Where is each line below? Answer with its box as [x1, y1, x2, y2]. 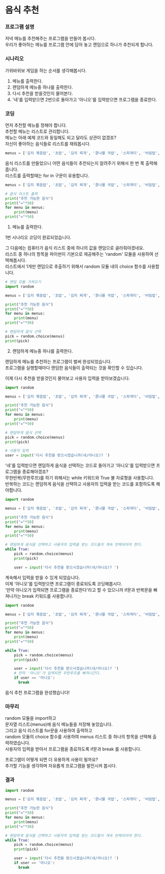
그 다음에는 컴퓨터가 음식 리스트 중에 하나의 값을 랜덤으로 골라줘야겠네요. [5, 245, 144, 251]
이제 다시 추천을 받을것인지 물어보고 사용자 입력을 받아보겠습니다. [5, 375, 131, 381]
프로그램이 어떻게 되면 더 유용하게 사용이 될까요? [5, 757, 99, 763]
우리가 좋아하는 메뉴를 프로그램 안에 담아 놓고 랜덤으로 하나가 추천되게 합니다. [5, 42, 154, 47]
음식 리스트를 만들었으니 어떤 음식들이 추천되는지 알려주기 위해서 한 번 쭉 [5, 160, 144, 166]
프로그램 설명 [5, 23, 34, 30]
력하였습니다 [5, 740, 30, 746]
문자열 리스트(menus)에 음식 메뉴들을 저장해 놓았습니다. [5, 721, 113, 727]
